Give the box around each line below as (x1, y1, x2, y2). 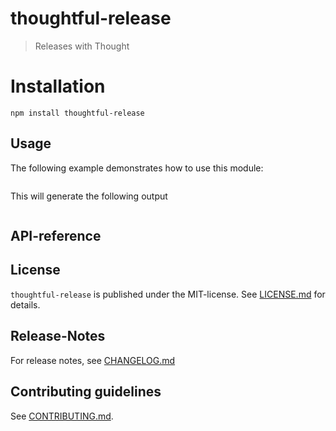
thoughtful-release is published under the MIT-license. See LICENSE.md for (10, 288, 326, 300)
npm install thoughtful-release (10, 108, 145, 118)
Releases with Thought (34, 40, 130, 52)
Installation (10, 75, 106, 98)
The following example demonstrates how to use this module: (10, 162, 264, 174)
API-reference (10, 228, 102, 245)
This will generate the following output (10, 190, 168, 202)
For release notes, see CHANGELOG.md (10, 354, 176, 366)
